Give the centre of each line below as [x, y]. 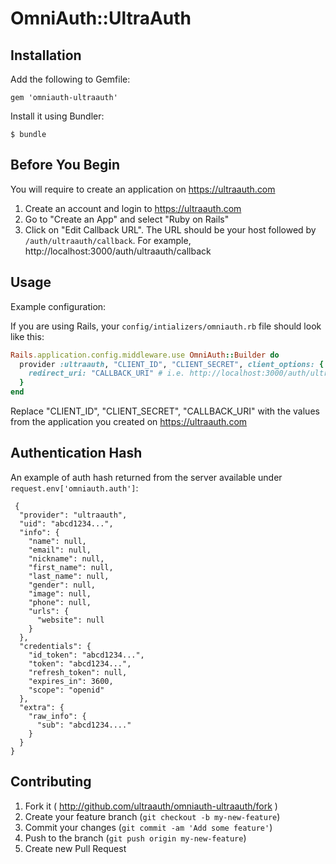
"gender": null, [62, 585]
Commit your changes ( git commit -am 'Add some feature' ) [148, 827]
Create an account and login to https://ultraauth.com [133, 208]
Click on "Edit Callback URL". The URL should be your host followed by [170, 229]
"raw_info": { [57, 716]
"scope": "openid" [66, 690]
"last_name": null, [69, 576]
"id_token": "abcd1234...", [86, 655]
